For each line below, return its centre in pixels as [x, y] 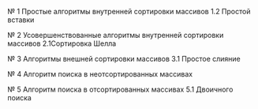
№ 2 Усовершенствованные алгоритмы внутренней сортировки [116, 35]
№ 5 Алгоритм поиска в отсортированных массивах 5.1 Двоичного [120, 89]
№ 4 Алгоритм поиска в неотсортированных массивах [100, 74]
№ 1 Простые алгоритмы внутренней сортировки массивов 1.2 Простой [129, 11]
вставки [21, 20]
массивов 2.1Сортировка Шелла [62, 43]
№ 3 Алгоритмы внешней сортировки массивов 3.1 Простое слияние [124, 59]
